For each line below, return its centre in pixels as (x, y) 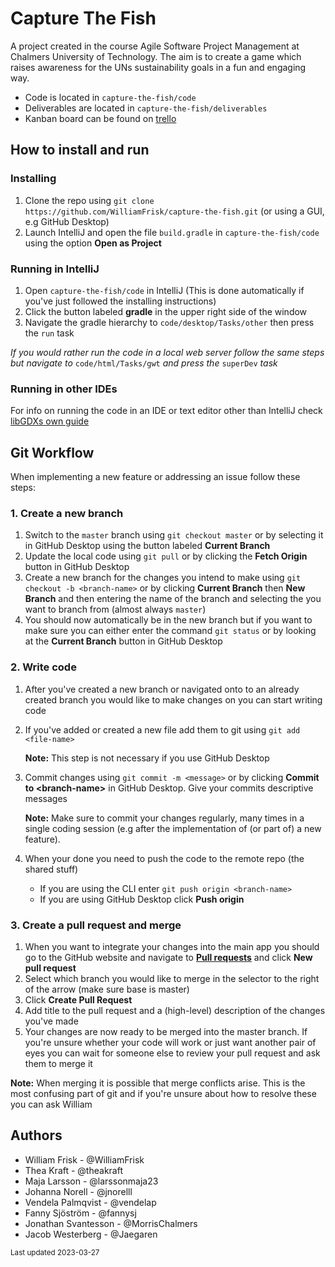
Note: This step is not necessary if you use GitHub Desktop (147, 758)
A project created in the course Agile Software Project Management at (155, 46)
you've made (51, 1021)
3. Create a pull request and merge (96, 925)
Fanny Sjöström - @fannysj (80, 1213)
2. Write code (43, 667)
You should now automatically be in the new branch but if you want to (168, 620)
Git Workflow (52, 452)
